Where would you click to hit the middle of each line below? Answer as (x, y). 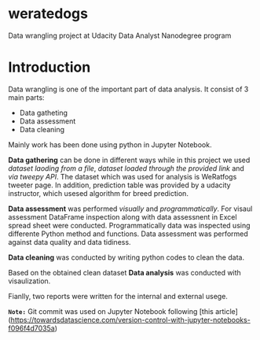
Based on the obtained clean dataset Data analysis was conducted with (125, 272)
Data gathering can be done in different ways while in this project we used (129, 160)
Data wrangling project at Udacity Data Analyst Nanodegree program (120, 35)
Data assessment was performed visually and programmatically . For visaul (130, 209)
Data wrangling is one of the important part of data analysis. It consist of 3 (128, 89)
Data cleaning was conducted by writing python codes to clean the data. (126, 257)
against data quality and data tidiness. (70, 242)
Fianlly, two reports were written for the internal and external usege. (118, 296)
